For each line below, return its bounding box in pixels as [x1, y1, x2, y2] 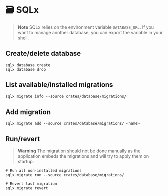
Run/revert [5, 134, 40, 143]
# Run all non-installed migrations [5, 168, 82, 173]
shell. [17, 35, 29, 41]
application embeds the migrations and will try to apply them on [17, 153, 149, 159]
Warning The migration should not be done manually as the [17, 148, 141, 154]
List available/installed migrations [5, 81, 113, 89]
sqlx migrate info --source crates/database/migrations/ [5, 94, 127, 99]
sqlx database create [5, 62, 51, 68]
